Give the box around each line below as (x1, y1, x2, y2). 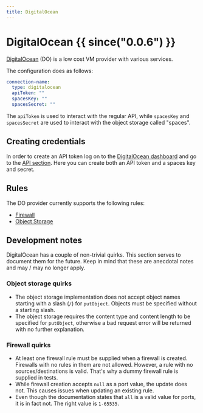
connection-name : (6, 78, 50, 85)
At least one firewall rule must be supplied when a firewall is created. (15, 354, 188, 362)
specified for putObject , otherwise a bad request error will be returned (15, 319, 191, 326)
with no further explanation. (15, 325, 85, 333)
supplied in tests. (15, 373, 58, 381)
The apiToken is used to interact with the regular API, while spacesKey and (6, 112, 190, 119)
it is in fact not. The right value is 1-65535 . (15, 400, 120, 407)
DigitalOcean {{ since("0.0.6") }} (6, 35, 176, 49)
